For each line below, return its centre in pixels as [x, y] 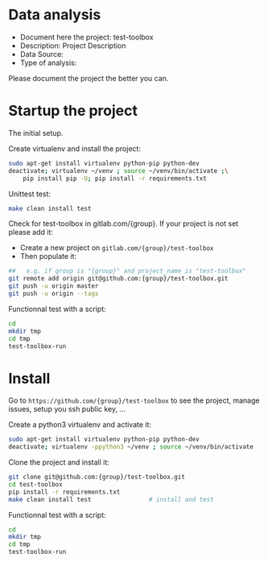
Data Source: [42, 54]
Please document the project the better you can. [89, 78]
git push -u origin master [54, 286]
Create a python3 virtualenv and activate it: [80, 425]
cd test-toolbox [35, 484]
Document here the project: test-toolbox [87, 37]
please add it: [31, 232]
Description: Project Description [73, 45]
